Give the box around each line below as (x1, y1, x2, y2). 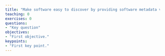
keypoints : (5, 39, 27, 44)
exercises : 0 (5, 16, 32, 21)
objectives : (5, 30, 29, 35)
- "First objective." (5, 35, 50, 39)
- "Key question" (5, 25, 41, 30)
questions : (5, 20, 27, 26)
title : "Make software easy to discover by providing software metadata (5, 7, 157, 12)
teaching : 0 (5, 12, 29, 17)
